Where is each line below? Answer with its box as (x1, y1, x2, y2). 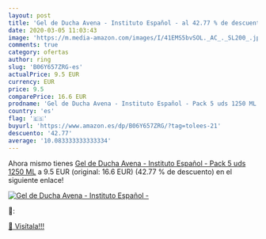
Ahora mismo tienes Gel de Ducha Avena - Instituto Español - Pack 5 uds (8, 158, 246, 168)
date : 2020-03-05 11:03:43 (8, 26, 97, 34)
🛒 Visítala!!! (8, 221, 45, 230)
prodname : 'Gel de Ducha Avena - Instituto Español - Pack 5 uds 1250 (8, 100, 246, 108)
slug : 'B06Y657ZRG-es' (8, 63, 83, 71)
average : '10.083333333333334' (8, 136, 112, 145)
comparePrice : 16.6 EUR (8, 93, 87, 101)
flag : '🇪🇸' (8, 115, 47, 123)
